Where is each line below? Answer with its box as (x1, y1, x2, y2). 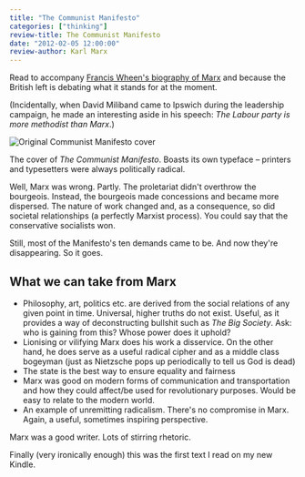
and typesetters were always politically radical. (9, 164, 186, 175)
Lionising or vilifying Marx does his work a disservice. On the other (22, 336, 274, 347)
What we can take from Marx (9, 274, 177, 289)
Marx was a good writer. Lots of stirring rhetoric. (9, 431, 191, 442)
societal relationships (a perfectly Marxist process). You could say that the (9, 210, 289, 221)
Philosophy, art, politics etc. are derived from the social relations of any (22, 298, 290, 309)
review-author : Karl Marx (9, 47, 107, 56)
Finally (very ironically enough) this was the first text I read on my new (9, 449, 273, 460)
